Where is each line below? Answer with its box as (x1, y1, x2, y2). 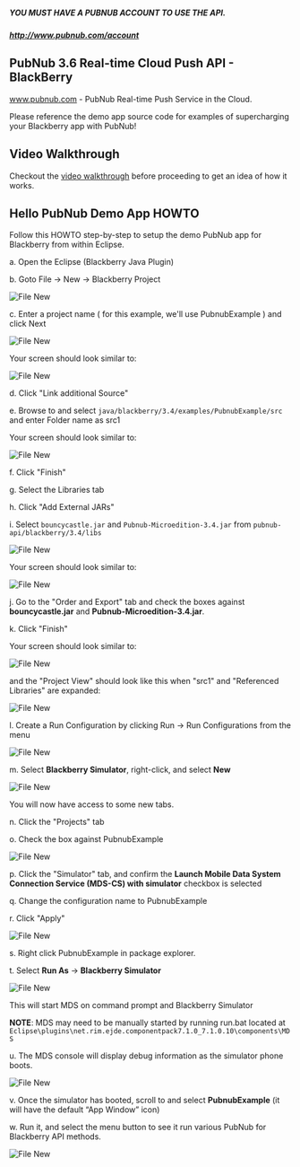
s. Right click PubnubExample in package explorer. (9, 948, 196, 959)
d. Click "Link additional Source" (9, 388, 129, 399)
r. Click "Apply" (9, 913, 65, 924)
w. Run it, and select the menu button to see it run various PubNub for (9, 1122, 267, 1133)
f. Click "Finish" (9, 467, 67, 478)
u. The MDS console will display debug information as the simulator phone (9, 1050, 284, 1061)
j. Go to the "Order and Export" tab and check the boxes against (9, 597, 245, 608)
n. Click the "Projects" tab (9, 817, 105, 828)
